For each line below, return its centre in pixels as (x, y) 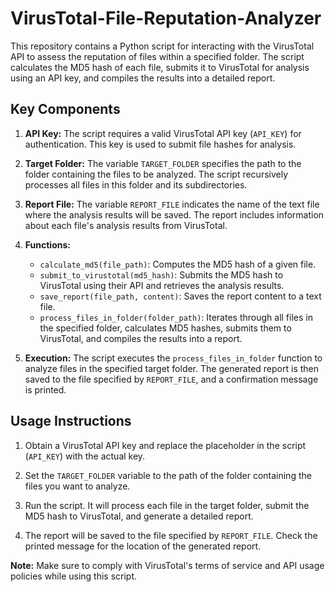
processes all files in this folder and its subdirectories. (136, 184)
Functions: (47, 244)
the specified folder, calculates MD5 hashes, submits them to (165, 328)
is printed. (45, 389)
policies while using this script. (74, 576)
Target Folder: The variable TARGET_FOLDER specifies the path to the (163, 163)
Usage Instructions (71, 421)
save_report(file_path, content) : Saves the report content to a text (180, 296)
